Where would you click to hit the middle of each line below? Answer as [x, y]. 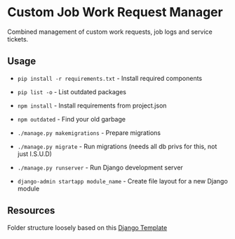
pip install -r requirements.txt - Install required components [109, 78]
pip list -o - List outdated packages [72, 91]
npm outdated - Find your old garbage [72, 119]
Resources [31, 211]
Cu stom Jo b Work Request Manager [115, 12]
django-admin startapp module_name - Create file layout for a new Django [122, 181]
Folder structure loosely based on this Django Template [87, 227]
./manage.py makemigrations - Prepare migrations [89, 133]
